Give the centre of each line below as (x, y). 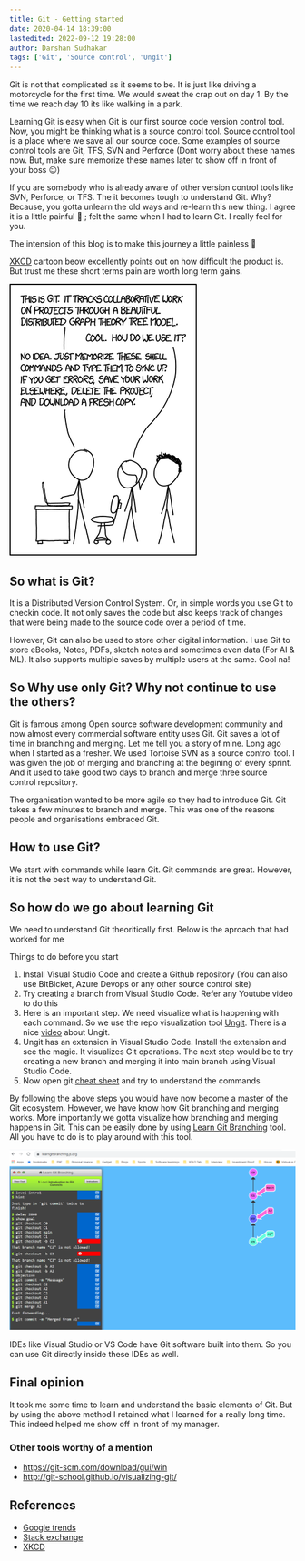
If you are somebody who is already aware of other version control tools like (152, 187)
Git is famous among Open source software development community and (147, 724)
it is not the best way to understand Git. (83, 879)
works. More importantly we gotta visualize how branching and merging (144, 1118)
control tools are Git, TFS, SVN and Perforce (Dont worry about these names (152, 151)
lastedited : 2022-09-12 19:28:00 (73, 38)
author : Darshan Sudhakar (58, 48)
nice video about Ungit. (66, 1032)
